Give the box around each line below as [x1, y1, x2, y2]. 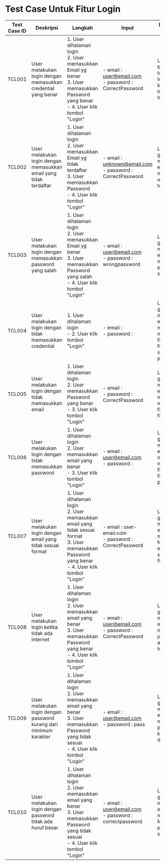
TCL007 [7, 532, 27, 539]
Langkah [72, 24, 93, 31]
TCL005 [7, 390, 27, 397]
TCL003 [7, 251, 27, 258]
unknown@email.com [103, 160, 153, 167]
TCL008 [7, 623, 27, 630]
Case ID [7, 27, 27, 34]
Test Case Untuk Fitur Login [5, 3, 121, 15]
